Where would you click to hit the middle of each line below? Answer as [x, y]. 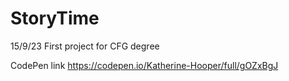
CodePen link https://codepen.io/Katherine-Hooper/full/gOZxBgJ [144, 65]
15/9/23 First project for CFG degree [85, 46]
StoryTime [55, 18]
